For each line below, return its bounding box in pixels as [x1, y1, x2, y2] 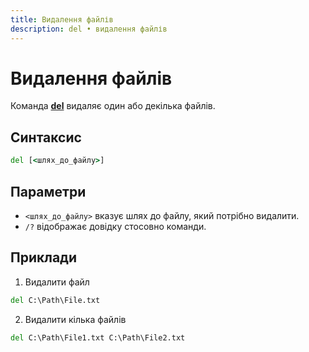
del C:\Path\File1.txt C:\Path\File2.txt [10, 332, 186, 343]
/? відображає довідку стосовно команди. [24, 220, 207, 232]
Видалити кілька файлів [24, 313, 127, 325]
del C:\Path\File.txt [10, 295, 101, 305]
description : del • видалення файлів [10, 24, 168, 34]
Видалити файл [24, 276, 90, 288]
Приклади [10, 249, 78, 266]
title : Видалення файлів [10, 14, 114, 25]
